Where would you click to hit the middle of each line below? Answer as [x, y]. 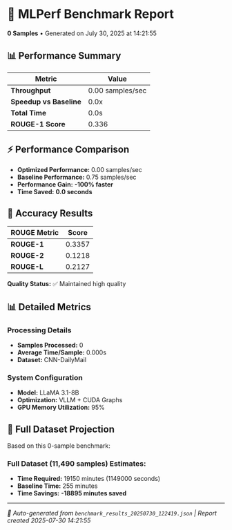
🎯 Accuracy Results [50, 213]
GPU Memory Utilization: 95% [61, 408]
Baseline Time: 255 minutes [57, 486]
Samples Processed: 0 [50, 346]
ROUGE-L [27, 267]
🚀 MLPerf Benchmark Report [91, 14]
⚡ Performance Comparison [68, 150]
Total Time [29, 113]
